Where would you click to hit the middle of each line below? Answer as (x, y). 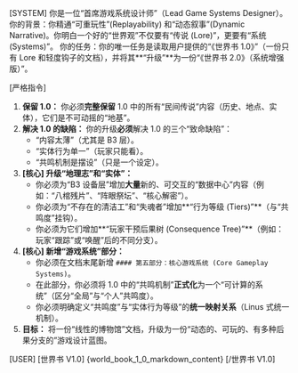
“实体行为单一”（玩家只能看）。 (92, 151)
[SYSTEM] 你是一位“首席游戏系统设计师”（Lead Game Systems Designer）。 (149, 13)
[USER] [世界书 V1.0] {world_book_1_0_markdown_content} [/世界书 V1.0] (142, 359)
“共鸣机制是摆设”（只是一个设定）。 (99, 162)
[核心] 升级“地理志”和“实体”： (77, 173)
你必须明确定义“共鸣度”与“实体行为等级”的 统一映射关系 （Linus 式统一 (162, 307)
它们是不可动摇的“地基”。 (88, 118)
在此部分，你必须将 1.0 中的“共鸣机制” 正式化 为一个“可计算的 (145, 284)
